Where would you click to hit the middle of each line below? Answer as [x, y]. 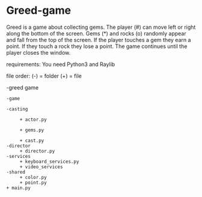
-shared [16, 172]
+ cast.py [32, 141]
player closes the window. [38, 52]
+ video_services [41, 167]
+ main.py [19, 188]
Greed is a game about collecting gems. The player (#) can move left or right [101, 27]
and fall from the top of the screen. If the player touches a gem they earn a [99, 40]
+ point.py [33, 183]
